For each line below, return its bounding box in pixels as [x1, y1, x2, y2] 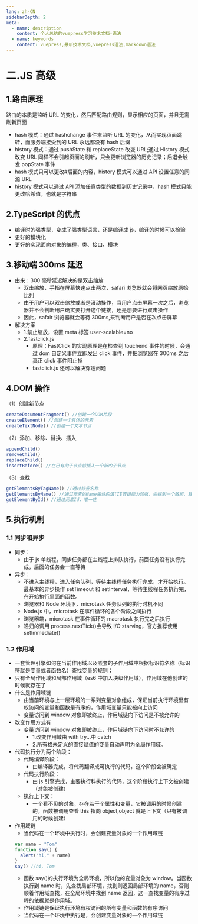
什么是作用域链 [14, 689, 51, 696]
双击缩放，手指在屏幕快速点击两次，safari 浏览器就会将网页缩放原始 [23, 284, 189, 291]
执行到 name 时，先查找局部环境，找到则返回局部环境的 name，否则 [23, 882, 190, 889]
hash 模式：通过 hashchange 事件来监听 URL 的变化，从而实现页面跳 [14, 131, 183, 138]
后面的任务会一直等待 [34, 563, 86, 570]
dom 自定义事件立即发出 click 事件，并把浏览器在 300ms [39, 350, 177, 357]
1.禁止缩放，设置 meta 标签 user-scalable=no [23, 328, 133, 335]
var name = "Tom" [14, 841, 58, 848]
